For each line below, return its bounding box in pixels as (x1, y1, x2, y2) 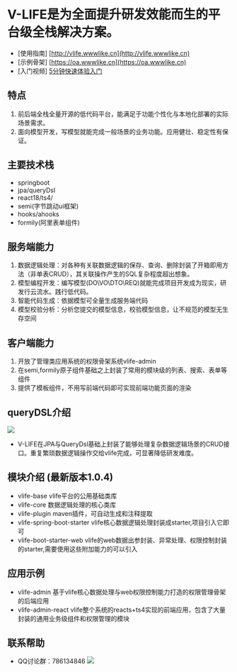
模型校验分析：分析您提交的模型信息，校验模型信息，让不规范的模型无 (17, 306, 223, 314)
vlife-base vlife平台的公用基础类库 (17, 491, 117, 500)
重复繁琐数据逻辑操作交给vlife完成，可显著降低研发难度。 (30, 449, 198, 457)
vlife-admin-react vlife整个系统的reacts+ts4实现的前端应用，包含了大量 (17, 605, 226, 614)
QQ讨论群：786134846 (17, 657, 86, 666)
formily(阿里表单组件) (17, 218, 80, 227)
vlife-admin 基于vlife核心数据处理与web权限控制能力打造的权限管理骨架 (17, 588, 226, 596)
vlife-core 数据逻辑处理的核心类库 (17, 500, 117, 509)
